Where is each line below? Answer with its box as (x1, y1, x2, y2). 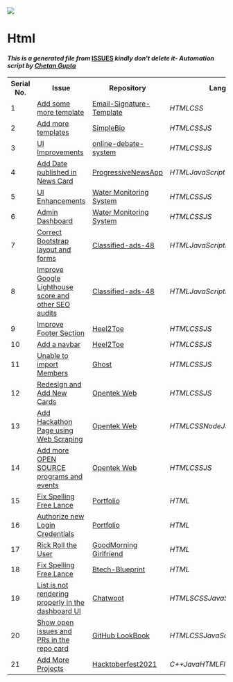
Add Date (37, 159, 68, 169)
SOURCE (37, 463, 66, 473)
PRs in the (37, 635, 70, 645)
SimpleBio (92, 123, 126, 133)
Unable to (37, 351, 69, 361)
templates (37, 128, 69, 138)
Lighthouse (37, 282, 74, 292)
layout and (37, 245, 71, 254)
